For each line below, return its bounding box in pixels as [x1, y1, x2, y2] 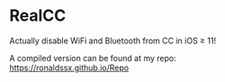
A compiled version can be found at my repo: [9, 52, 177, 63]
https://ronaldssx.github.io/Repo [9, 62, 129, 73]
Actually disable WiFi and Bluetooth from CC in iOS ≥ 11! [9, 35, 217, 46]
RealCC [9, 5, 67, 26]
